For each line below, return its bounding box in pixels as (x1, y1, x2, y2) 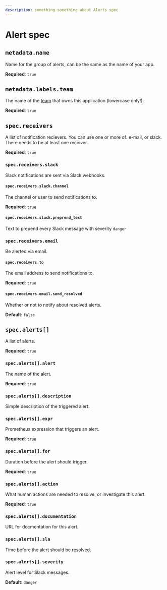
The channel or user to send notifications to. (5, 194, 97, 200)
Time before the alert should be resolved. (5, 547, 91, 553)
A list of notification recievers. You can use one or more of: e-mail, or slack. (5, 134, 162, 140)
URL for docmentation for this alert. (5, 524, 79, 530)
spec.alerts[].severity (5, 559, 64, 565)
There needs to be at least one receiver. (5, 140, 88, 146)
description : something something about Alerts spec (5, 7, 119, 13)
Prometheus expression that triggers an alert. (5, 426, 99, 432)
